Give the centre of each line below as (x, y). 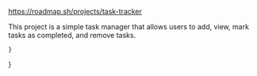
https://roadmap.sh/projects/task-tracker (75, 11)
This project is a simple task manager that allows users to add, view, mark (129, 27)
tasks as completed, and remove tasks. (72, 35)
